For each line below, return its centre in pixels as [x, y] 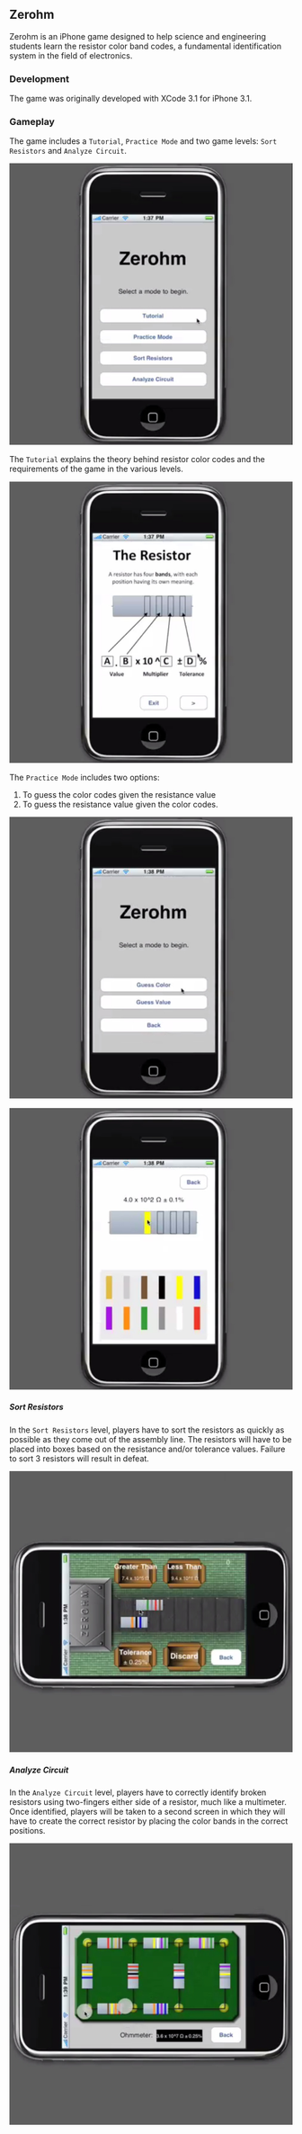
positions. [27, 1831]
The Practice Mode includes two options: [84, 778]
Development [40, 78]
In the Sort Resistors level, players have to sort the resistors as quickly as [147, 1430]
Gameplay [32, 122]
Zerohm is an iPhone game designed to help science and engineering [138, 36]
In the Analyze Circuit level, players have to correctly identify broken [138, 1792]
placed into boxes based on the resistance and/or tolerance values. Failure [147, 1449]
